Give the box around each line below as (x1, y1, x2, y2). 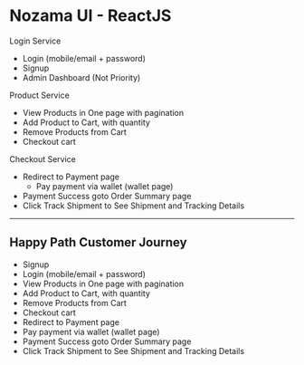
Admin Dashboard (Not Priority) (22, 72, 141, 82)
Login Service (9, 35, 62, 46)
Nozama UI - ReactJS (9, 5, 172, 26)
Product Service (9, 90, 70, 101)
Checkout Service (9, 153, 77, 164)
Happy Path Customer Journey (9, 235, 187, 250)
